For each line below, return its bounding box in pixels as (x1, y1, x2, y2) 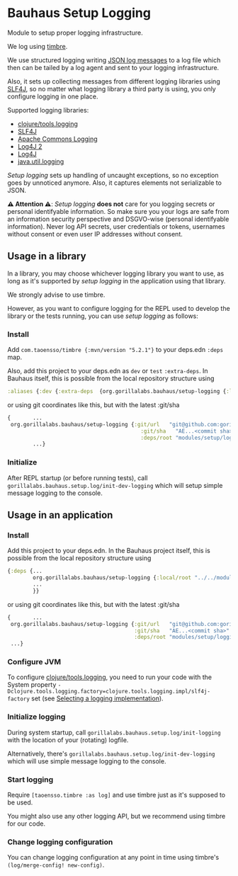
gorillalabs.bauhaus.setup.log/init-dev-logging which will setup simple (7, 481, 223, 489)
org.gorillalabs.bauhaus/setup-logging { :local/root (33, 574, 192, 581)
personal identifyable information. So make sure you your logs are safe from (7, 207, 229, 215)
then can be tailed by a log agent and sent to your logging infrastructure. (7, 63, 220, 72)
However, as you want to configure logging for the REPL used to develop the (7, 304, 230, 312)
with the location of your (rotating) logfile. (7, 735, 129, 744)
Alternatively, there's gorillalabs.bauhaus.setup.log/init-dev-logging (7, 749, 215, 758)
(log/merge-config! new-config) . (7, 860, 105, 869)
